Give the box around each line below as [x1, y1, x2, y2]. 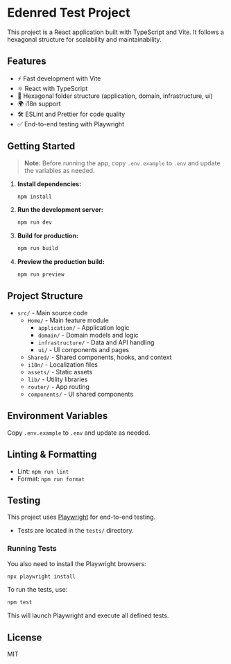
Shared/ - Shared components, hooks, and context [27, 353, 172, 361]
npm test [7, 599, 33, 606]
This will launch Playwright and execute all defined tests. [7, 611, 169, 620]
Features [7, 56, 46, 67]
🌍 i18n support [17, 99, 61, 108]
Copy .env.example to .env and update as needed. [7, 429, 151, 437]
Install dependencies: [17, 179, 82, 188]
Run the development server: [17, 206, 104, 214]
